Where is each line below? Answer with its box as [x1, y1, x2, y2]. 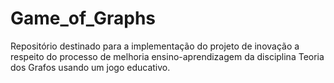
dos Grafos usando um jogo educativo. [10, 61, 171, 73]
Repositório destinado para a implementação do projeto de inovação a [10, 40, 300, 52]
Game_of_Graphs [10, 7, 157, 30]
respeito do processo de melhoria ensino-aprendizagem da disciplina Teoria [10, 50, 325, 62]
